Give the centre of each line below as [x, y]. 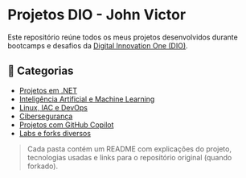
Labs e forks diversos [55, 133]
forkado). [42, 166]
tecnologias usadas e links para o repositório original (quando [129, 157]
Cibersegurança [46, 116]
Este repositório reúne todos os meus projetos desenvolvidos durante [123, 37]
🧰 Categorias [41, 71]
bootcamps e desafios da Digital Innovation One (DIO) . [98, 45]
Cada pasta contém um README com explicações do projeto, [129, 149]
